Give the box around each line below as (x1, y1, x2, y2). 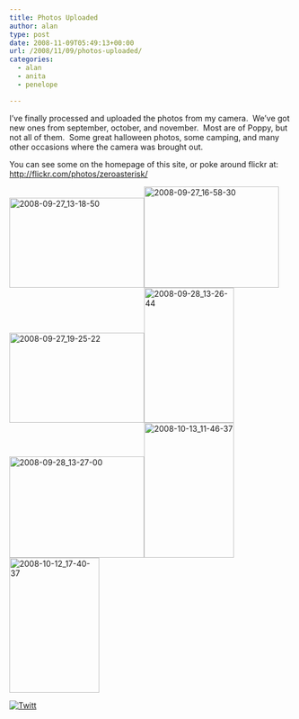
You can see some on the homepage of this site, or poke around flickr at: (9, 158, 279, 169)
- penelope (17, 80, 58, 89)
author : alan (9, 22, 58, 31)
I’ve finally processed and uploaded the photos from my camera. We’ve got (9, 112, 290, 123)
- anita (17, 72, 47, 81)
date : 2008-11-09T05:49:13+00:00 (9, 38, 135, 48)
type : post (9, 30, 50, 39)
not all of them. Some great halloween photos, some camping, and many (9, 131, 280, 142)
